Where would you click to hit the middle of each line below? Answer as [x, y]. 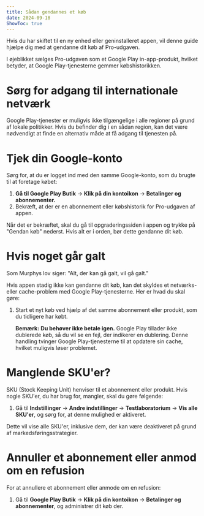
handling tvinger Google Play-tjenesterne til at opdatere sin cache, [99, 341]
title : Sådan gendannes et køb [46, 12]
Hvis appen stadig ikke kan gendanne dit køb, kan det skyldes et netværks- [102, 285]
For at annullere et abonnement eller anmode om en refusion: [84, 488]
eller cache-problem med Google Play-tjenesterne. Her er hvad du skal [96, 292]
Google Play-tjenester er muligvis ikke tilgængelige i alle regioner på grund [100, 121]
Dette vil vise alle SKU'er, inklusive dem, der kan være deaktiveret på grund [102, 427]
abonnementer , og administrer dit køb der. [69, 506]
